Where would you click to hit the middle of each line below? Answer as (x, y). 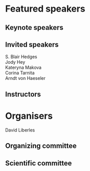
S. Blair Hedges (21, 57)
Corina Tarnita (20, 73)
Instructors (23, 94)
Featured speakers (45, 9)
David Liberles (20, 130)
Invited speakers (32, 44)
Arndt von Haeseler (25, 78)
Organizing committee (41, 146)
